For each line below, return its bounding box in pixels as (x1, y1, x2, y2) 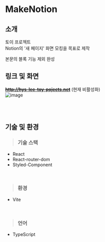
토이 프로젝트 (5, 39, 31, 45)
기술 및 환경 (5, 123, 39, 132)
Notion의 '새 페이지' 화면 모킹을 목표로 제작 (5, 45, 90, 51)
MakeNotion (5, 4, 58, 15)
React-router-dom (12, 156, 50, 162)
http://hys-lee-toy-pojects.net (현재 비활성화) (5, 86, 100, 92)
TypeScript (12, 231, 36, 237)
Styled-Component (12, 162, 53, 168)
